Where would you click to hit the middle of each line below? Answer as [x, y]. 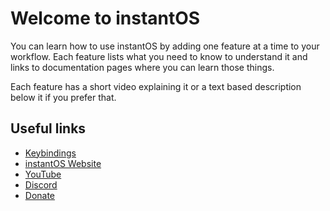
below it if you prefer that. [63, 97]
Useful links [48, 128]
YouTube [43, 174]
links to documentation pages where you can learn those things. [142, 67]
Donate [40, 195]
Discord [41, 184]
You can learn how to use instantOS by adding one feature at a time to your [165, 46]
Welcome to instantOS [105, 18]
